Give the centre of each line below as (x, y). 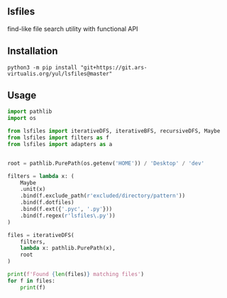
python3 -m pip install (43, 67)
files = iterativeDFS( (41, 235)
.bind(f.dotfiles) (47, 203)
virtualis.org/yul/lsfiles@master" (60, 74)
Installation (33, 51)
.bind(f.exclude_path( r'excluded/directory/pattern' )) (103, 196)
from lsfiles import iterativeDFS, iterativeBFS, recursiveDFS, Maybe (114, 131)
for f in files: (31, 281)
